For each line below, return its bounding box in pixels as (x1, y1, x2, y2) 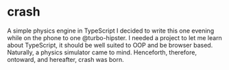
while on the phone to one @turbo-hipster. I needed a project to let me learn (7, 33, 223, 41)
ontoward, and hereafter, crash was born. (7, 55, 125, 63)
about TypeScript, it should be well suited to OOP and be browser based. (7, 41, 213, 49)
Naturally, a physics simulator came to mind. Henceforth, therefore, (7, 48, 197, 56)
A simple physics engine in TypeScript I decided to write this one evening (7, 27, 215, 35)
